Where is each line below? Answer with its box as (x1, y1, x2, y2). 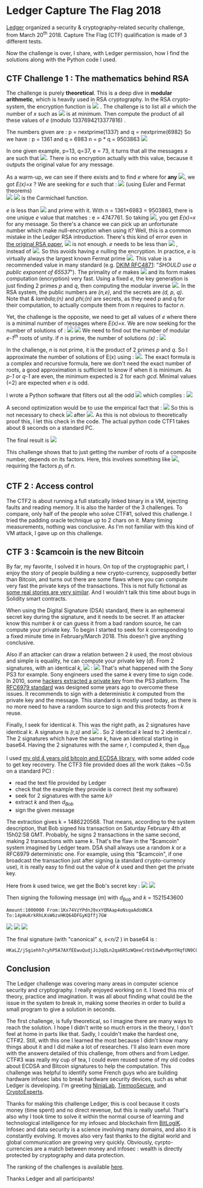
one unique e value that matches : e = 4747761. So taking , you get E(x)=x (6, 214, 196, 221)
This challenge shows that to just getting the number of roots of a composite (6, 449, 197, 456)
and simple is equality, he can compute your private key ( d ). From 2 (6, 657, 174, 664)
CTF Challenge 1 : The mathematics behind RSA (6, 73, 189, 84)
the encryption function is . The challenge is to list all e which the (27, 103, 196, 110)
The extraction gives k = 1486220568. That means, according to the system (6, 818, 195, 826)
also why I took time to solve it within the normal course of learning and (6, 1113, 184, 1120)
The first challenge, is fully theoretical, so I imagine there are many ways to (6, 1017, 193, 1024)
